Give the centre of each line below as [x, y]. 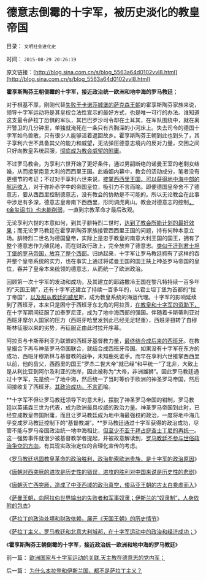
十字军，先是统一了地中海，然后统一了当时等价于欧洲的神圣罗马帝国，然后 [105, 379]
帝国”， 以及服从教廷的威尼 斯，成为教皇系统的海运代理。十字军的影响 [99, 297]
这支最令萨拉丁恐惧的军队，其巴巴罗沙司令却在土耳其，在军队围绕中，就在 [100, 120]
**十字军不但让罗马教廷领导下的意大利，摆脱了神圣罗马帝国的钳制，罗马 [98, 400]
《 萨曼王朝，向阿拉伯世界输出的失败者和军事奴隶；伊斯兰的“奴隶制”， [95, 498]
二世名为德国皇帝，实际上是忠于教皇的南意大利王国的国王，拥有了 [116, 238]
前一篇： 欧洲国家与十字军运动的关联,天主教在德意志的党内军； [86, 557]
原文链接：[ [21, 72]
